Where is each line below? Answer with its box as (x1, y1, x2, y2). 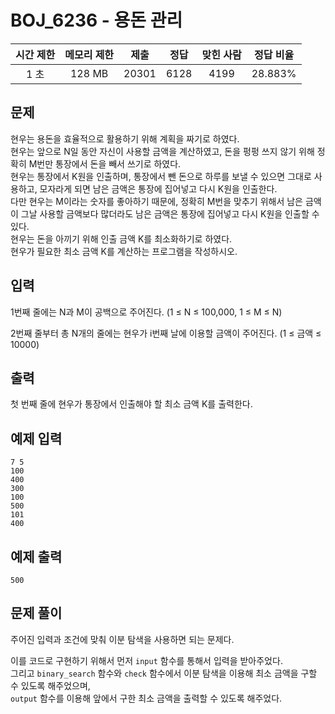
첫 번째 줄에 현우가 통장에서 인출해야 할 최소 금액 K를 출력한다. (10, 398, 253, 410)
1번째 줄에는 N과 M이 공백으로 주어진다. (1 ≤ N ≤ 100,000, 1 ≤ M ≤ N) (10, 306, 283, 318)
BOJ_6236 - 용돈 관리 (10, 9, 183, 32)
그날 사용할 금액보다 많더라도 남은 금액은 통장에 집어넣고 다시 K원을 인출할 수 (20, 207, 320, 220)
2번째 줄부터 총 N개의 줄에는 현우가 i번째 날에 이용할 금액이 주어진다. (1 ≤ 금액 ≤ (10, 327, 322, 339)
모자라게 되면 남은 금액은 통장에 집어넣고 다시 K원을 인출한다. (39, 182, 278, 195)
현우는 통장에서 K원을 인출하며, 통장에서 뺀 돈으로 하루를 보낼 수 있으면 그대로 (10, 170, 312, 182)
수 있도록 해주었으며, (10, 679, 91, 691)
